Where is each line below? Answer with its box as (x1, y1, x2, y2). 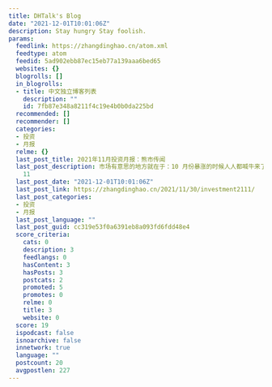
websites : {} (15, 65, 60, 73)
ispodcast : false (15, 329, 74, 337)
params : (8, 34, 35, 43)
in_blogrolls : (15, 80, 63, 88)
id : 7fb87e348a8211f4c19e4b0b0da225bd (23, 102, 154, 110)
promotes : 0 (23, 291, 63, 299)
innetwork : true (15, 344, 70, 352)
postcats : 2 (23, 276, 63, 284)
